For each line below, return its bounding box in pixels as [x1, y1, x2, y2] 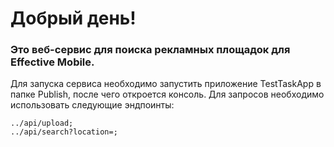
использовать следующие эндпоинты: [10, 99, 175, 111]
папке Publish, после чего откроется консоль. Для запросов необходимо [10, 88, 325, 101]
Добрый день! [10, 7, 137, 30]
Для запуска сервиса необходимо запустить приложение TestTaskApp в [10, 78, 322, 90]
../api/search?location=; [10, 127, 118, 137]
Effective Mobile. [10, 55, 95, 69]
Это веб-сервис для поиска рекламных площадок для [10, 43, 291, 57]
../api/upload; [10, 118, 74, 129]
